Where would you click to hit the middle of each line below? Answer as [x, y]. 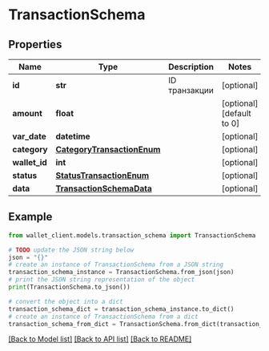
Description [191, 67]
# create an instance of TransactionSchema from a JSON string [116, 265]
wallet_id [30, 162]
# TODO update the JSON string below [71, 250]
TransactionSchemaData [104, 188]
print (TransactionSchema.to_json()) [69, 287]
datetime [73, 136]
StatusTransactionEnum [102, 175]
